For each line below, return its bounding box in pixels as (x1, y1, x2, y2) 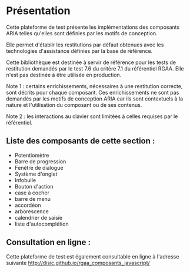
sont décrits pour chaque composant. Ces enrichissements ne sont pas (6, 89, 179, 96)
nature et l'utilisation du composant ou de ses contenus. (6, 101, 142, 108)
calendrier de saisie (14, 214, 63, 221)
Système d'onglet (14, 170, 58, 177)
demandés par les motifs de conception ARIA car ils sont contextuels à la (6, 95, 184, 102)
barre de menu (14, 195, 51, 202)
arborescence (14, 207, 49, 215)
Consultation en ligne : (6, 237, 91, 247)
